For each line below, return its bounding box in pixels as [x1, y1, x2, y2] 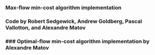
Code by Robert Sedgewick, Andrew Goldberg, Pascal [5, 17, 142, 24]
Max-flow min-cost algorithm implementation [5, 4, 122, 11]
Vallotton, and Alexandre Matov [5, 24, 86, 31]
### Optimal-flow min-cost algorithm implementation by [5, 38, 150, 45]
